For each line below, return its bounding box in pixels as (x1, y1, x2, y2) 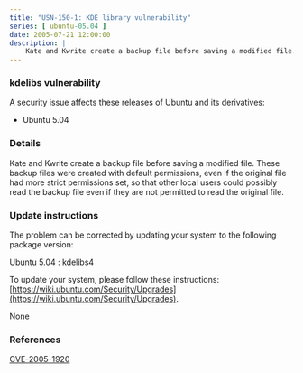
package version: (9, 239, 74, 250)
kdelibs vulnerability (9, 77, 101, 89)
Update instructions (9, 209, 99, 221)
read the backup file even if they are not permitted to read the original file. (9, 186, 284, 197)
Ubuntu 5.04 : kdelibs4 (9, 256, 95, 267)
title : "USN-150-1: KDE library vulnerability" (9, 13, 192, 23)
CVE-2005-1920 (9, 354, 70, 365)
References (9, 333, 61, 346)
